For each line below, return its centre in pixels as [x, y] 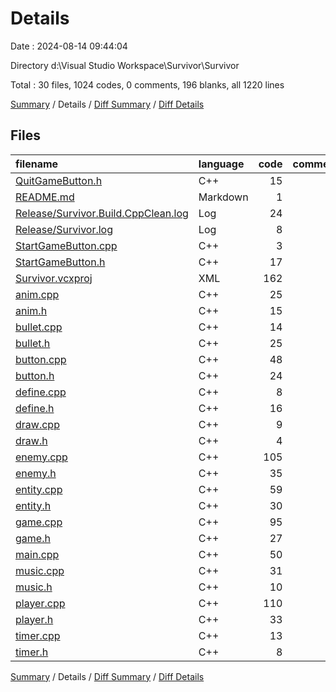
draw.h [31, 440]
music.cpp [40, 570]
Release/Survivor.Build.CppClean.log [102, 213]
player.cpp [40, 603]
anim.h [31, 310]
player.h [34, 619]
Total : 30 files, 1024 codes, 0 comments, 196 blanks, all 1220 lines [147, 84]
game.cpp [39, 522]
